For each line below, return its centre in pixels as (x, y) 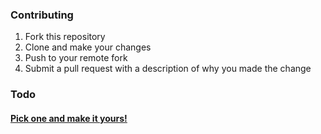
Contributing (42, 15)
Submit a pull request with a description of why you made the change (168, 69)
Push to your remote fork (76, 58)
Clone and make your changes (88, 47)
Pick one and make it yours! (69, 118)
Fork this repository (65, 37)
